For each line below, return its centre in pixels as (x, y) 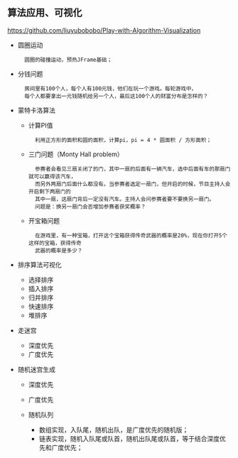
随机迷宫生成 (36, 369)
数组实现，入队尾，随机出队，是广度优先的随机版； (114, 430)
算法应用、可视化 (45, 13)
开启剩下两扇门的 (49, 191)
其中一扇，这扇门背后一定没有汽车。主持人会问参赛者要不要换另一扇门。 (125, 199)
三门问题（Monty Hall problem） (76, 154)
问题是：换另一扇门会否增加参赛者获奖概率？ (90, 207)
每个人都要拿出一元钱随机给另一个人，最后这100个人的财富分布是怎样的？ (116, 96)
